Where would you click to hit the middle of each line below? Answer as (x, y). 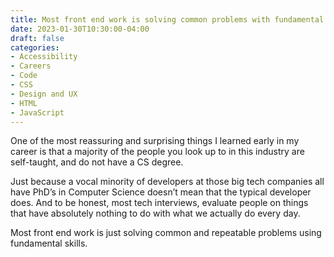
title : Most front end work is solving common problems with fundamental (167, 19)
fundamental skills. (49, 243)
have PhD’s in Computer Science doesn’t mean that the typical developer (161, 192)
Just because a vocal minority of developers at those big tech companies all (167, 182)
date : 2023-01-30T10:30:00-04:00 (80, 29)
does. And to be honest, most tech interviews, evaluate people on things (159, 203)
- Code (24, 76)
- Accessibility (44, 57)
